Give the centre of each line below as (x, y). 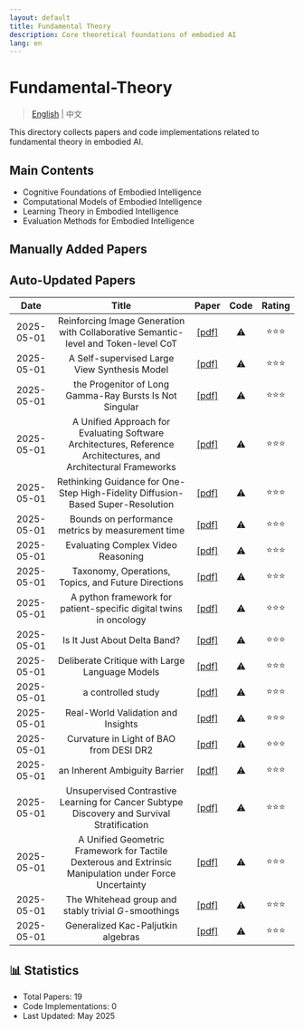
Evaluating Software (121, 433)
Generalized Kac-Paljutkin (121, 926)
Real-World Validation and (121, 713)
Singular (121, 407)
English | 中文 (57, 114)
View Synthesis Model (121, 370)
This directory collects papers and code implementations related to (134, 132)
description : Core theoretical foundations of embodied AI (123, 34)
